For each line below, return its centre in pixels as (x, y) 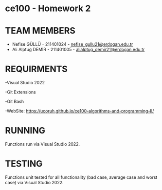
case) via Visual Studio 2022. (35, 182)
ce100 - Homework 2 (48, 9)
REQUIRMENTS (36, 69)
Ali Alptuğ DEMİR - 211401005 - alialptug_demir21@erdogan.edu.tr (78, 50)
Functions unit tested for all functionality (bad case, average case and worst (81, 177)
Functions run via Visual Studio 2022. (43, 144)
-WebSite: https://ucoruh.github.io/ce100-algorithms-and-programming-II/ (80, 111)
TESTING (24, 164)
